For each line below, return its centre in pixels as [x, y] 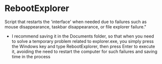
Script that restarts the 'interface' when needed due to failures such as [76, 22]
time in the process [31, 56]
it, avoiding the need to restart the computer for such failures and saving [84, 51]
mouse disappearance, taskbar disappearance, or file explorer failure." [76, 26]
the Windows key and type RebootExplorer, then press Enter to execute [83, 46]
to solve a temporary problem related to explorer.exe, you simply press [83, 41]
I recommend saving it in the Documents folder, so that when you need [83, 36]
